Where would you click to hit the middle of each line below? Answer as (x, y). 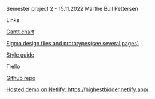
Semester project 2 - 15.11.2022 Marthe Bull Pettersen (72, 9)
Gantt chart (20, 32)
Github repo (21, 78)
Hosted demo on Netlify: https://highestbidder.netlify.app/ (77, 89)
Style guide (20, 55)
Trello (13, 66)
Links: (13, 20)
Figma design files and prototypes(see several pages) (73, 43)
